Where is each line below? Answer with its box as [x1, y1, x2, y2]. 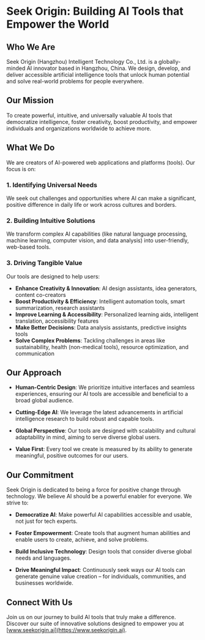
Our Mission [6, 95, 54, 106]
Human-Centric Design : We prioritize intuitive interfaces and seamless [15, 384, 195, 391]
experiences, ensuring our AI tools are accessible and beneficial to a [15, 390, 188, 398]
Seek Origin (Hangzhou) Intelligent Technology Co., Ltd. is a [6, 58, 157, 65]
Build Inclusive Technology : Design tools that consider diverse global [15, 548, 192, 555]
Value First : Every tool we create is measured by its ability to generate [15, 445, 193, 453]
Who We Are [6, 42, 56, 52]
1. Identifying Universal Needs [6, 180, 98, 189]
